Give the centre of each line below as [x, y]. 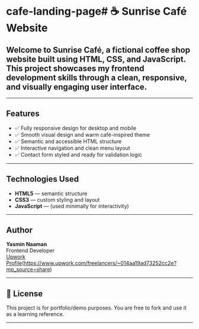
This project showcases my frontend [75, 68]
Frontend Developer [31, 251]
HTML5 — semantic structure [51, 193]
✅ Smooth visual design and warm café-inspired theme [82, 134]
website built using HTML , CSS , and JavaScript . [96, 59]
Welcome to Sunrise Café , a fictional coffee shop [98, 50]
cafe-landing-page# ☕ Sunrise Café [97, 12]
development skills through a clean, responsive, [97, 78]
